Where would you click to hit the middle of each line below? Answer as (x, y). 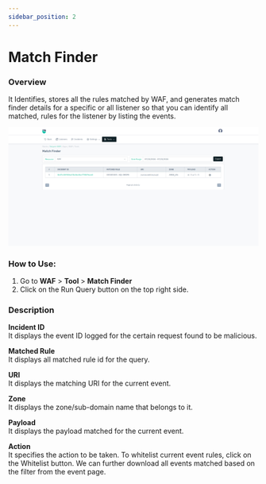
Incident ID (27, 327)
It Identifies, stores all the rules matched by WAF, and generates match (124, 99)
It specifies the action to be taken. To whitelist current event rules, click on (130, 455)
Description (31, 310)
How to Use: (32, 264)
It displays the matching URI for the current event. (90, 383)
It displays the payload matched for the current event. (96, 431)
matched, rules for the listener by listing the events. (92, 116)
